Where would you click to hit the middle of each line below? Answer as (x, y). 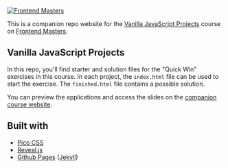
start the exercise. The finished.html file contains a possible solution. (106, 84)
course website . (30, 104)
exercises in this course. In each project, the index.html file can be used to (113, 76)
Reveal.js (30, 149)
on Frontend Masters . (37, 31)
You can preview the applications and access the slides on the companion (112, 97)
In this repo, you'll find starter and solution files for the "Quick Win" (102, 69)
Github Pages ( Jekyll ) (47, 157)
